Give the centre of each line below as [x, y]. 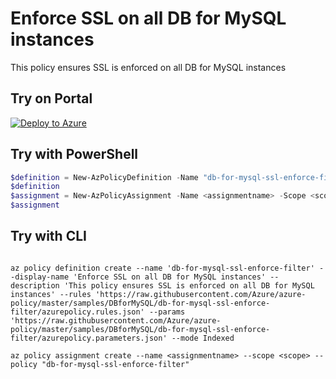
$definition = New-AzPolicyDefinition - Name [104, 177]
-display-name [40, 277]
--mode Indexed [203, 338]
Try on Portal [51, 98]
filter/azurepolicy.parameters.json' [89, 338]
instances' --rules [51, 294]
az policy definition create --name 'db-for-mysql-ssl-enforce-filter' [162, 268]
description [35, 285]
